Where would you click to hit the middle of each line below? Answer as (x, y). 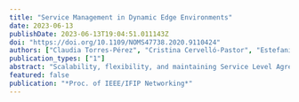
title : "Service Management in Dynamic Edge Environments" (121, 17)
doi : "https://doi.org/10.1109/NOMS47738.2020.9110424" (115, 42)
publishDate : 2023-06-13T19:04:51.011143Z (89, 34)
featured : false (39, 75)
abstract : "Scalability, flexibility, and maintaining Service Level (141, 67)
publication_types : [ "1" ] (57, 59)
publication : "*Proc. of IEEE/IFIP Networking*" (101, 83)
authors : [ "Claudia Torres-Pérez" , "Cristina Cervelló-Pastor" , (131, 51)
